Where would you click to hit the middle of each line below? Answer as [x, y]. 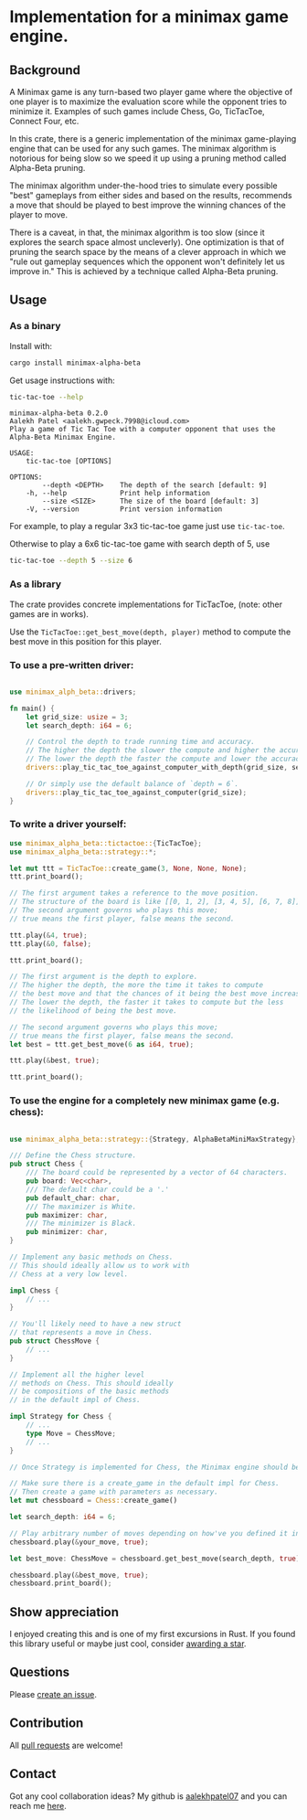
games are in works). [49, 613]
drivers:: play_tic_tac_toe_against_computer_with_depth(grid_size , [157, 768]
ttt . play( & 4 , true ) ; [49, 935]
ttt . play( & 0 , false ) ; [51, 943]
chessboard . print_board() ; [61, 1583]
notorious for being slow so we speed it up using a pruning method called [148, 158]
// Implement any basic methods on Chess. [91, 1257]
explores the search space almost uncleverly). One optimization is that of [147, 242]
